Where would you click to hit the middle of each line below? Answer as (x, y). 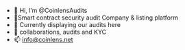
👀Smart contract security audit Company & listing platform (96, 18)
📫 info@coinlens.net (43, 40)
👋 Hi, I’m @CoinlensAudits (50, 10)
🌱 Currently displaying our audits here (67, 25)
